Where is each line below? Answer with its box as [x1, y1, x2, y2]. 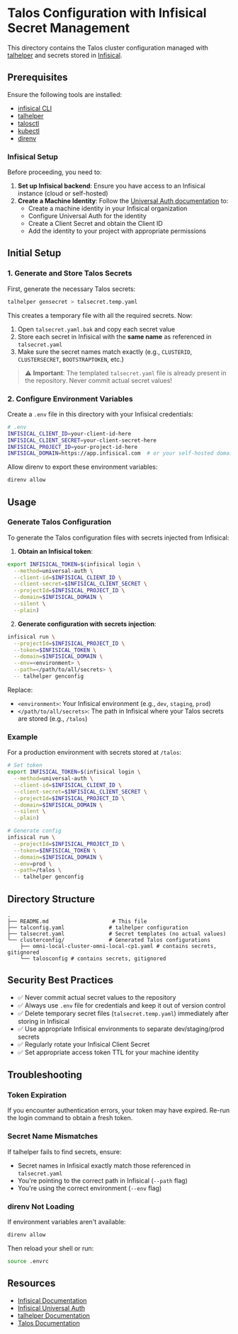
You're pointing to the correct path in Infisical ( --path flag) [17, 1176, 188, 1185]
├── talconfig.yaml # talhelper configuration [7, 924, 189, 931]
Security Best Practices [7, 974, 114, 986]
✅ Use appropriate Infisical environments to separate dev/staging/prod [17, 1025, 225, 1033]
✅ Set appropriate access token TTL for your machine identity [17, 1048, 199, 1056]
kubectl [17, 126, 40, 135]
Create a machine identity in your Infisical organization [28, 204, 188, 213]
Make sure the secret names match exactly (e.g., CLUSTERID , [17, 347, 193, 355]
